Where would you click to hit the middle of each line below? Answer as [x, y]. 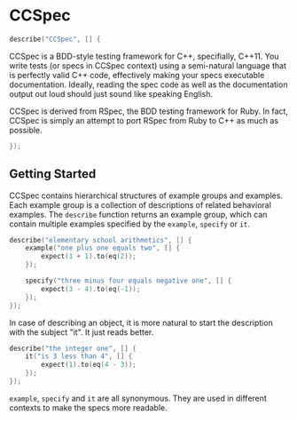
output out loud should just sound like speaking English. [111, 93]
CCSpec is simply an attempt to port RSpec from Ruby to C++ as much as [144, 120]
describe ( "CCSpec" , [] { [55, 39]
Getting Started [53, 174]
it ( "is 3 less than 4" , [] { [79, 356]
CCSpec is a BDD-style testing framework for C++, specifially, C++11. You [144, 56]
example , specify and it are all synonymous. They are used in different [138, 398]
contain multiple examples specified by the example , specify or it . [129, 224]
